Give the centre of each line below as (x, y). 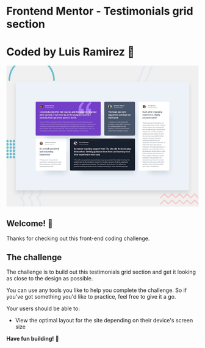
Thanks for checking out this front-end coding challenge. (78, 238)
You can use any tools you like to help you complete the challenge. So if (97, 290)
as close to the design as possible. (50, 279)
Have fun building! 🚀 (33, 339)
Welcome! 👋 (30, 224)
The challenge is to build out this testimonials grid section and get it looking (101, 272)
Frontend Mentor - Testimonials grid (100, 11)
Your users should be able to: (43, 308)
